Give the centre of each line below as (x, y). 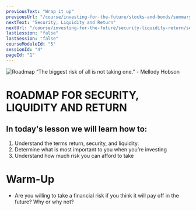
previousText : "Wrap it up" (40, 11)
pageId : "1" (20, 55)
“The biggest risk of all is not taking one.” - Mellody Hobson (108, 71)
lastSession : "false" (32, 39)
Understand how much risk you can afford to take (74, 155)
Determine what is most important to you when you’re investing (91, 149)
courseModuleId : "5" (31, 44)
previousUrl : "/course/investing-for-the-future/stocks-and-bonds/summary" (100, 17)
